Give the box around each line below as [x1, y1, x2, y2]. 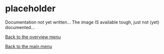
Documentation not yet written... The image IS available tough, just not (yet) [5, 19, 160, 25]
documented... [5, 24, 35, 30]
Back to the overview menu [5, 34, 61, 40]
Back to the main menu [5, 43, 53, 49]
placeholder [5, 3, 56, 14]
